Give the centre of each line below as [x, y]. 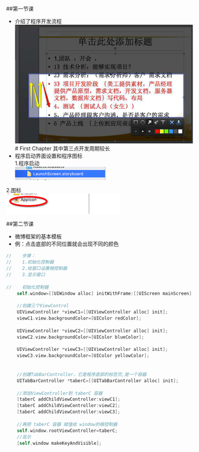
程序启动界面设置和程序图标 [49, 156]
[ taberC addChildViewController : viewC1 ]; [68, 399]
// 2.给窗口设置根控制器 [37, 269]
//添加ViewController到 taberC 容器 [60, 393]
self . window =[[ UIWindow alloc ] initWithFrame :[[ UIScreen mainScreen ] [105, 293]
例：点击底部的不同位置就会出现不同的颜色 [67, 244]
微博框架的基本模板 [38, 237]
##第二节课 [20, 224]
